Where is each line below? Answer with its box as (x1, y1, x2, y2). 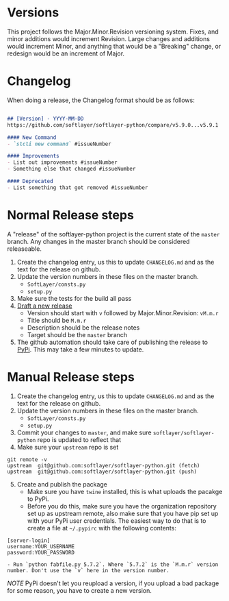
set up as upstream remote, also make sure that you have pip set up (27, 509, 219, 517)
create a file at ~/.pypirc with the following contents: (27, 524, 176, 532)
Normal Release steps (7, 207, 135, 223)
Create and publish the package (16, 480, 108, 488)
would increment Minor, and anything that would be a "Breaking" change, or (7, 42, 221, 50)
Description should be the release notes (27, 323, 140, 332)
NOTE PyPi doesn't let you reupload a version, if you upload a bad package (7, 579, 219, 587)
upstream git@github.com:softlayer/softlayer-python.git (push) (7, 468, 197, 475)
